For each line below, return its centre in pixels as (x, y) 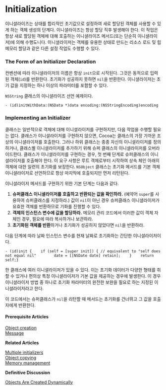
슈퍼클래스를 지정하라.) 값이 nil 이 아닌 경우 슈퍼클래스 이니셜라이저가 (93, 200)
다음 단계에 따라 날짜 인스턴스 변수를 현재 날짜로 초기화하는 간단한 (69, 235)
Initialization (31, 9)
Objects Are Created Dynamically (39, 382)
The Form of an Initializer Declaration (51, 62)
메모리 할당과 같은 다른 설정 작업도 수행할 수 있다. (53, 48)
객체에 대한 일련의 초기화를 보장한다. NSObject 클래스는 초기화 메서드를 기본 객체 (83, 166)
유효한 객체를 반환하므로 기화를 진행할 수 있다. (57, 206)
